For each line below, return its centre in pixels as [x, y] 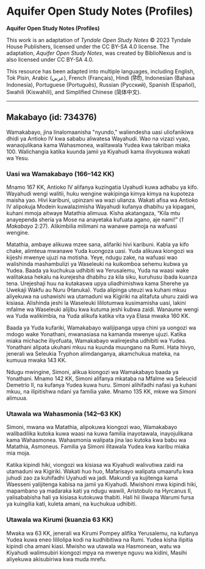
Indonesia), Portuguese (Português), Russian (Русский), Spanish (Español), [101, 84]
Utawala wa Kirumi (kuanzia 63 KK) [60, 519]
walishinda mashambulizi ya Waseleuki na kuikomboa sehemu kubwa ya [97, 264]
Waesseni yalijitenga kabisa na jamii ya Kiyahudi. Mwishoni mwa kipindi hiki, [102, 485]
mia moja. [19, 453]
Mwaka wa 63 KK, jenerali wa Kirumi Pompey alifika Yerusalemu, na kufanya [102, 533]
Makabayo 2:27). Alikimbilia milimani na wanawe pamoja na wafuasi [92, 226]
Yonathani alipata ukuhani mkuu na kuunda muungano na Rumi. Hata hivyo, [101, 347]
